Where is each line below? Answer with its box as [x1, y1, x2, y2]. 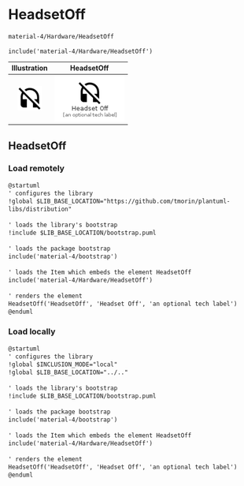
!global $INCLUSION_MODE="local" [8, 361, 118, 368]
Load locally [8, 326, 56, 337]
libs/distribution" [8, 205, 72, 213]
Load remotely [8, 163, 65, 174]
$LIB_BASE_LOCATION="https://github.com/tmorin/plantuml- [36, 197, 231, 205]
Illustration [11, 63, 49, 73]
